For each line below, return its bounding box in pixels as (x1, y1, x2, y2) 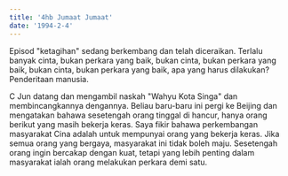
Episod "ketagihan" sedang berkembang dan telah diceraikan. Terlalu (9, 45, 263, 56)
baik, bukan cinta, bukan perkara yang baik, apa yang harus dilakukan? (9, 64, 269, 75)
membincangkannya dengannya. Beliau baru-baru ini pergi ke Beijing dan (9, 100, 278, 111)
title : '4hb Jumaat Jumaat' (9, 12, 114, 22)
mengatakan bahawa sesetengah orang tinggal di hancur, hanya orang (9, 110, 268, 120)
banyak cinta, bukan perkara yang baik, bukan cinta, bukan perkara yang (9, 55, 277, 65)
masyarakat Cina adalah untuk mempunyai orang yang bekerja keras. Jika (9, 128, 280, 139)
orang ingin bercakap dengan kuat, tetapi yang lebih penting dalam (9, 147, 255, 157)
